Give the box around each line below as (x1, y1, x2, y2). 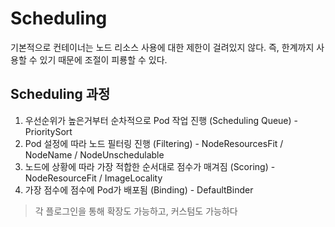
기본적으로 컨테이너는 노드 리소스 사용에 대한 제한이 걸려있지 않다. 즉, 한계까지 (10, 41, 315, 53)
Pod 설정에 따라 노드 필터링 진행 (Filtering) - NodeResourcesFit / (24, 137, 284, 149)
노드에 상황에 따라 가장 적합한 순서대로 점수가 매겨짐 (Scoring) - (24, 160, 276, 172)
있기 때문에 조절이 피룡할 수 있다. (39, 53, 168, 66)
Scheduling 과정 (10, 86, 111, 103)
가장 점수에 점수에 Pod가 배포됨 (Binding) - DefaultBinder (24, 183, 254, 196)
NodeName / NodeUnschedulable (24, 148, 165, 161)
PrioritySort (24, 125, 73, 137)
